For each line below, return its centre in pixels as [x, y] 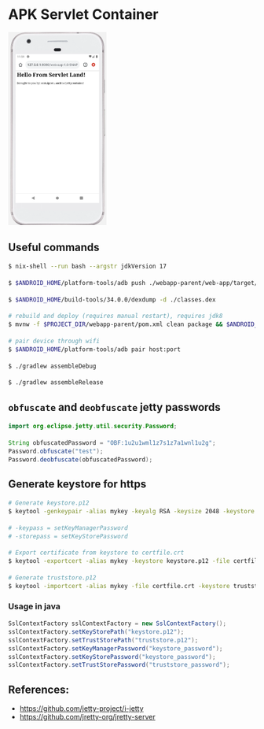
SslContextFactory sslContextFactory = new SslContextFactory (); [117, 624]
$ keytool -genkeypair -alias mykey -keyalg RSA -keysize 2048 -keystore [132, 512]
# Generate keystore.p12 [49, 503]
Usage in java [34, 606]
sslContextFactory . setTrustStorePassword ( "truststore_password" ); [119, 665]
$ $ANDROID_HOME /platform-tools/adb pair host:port [94, 349]
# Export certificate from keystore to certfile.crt [96, 553]
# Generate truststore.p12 [52, 578]
